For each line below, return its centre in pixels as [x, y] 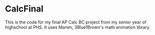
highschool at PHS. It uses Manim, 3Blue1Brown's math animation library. [78, 27]
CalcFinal [24, 9]
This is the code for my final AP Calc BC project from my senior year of [76, 22]
